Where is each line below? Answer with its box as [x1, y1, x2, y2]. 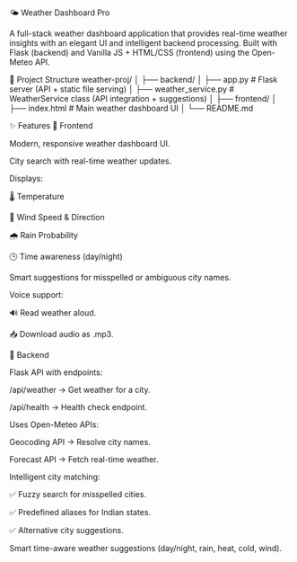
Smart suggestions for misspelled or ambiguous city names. [9, 272, 231, 282]
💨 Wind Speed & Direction [9, 212, 105, 222]
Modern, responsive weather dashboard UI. [9, 138, 170, 148]
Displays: [9, 174, 43, 183]
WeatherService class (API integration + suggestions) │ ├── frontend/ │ [9, 94, 277, 103]
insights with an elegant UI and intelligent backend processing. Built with [9, 38, 278, 48]
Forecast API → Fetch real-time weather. [9, 454, 159, 465]
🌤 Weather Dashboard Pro [9, 7, 110, 18]
